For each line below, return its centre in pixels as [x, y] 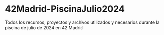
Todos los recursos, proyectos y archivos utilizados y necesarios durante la [82, 22]
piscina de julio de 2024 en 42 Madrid [44, 27]
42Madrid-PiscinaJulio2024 [65, 9]
